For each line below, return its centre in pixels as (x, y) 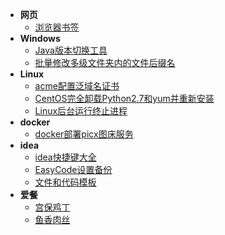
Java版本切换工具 (71, 50)
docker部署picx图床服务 (84, 134)
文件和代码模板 (65, 182)
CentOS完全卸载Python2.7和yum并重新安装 (124, 98)
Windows (40, 38)
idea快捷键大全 (65, 157)
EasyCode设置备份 (73, 169)
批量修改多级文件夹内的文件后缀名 (105, 62)
